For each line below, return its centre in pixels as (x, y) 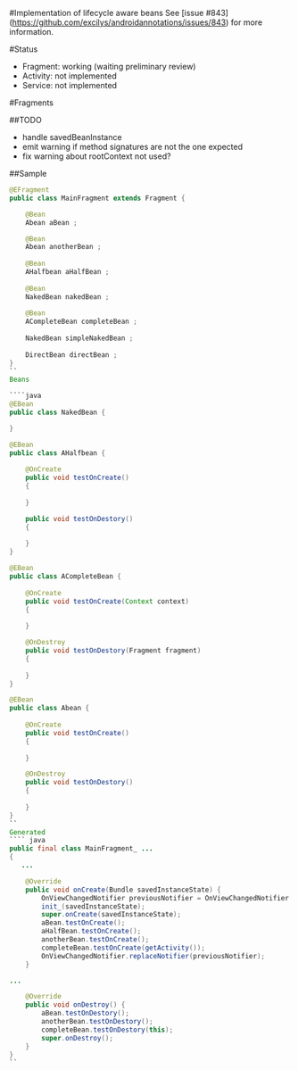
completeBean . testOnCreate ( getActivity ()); (123, 948)
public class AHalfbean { (57, 453)
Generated (28, 832)
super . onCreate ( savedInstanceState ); (111, 915)
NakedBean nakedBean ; (67, 297)
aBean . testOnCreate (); (83, 923)
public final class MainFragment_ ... (81, 849)
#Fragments (31, 103)
